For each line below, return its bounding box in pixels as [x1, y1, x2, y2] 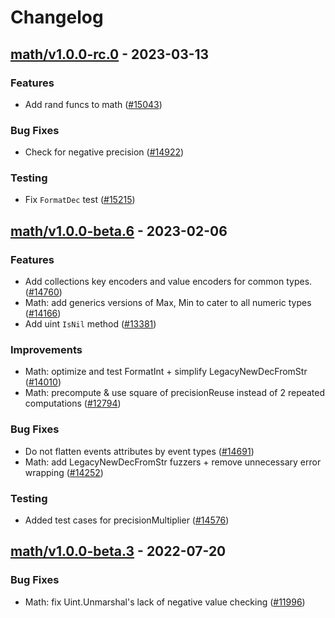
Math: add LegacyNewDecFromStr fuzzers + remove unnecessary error [24, 456, 322, 468]
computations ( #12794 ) [24, 397, 122, 410]
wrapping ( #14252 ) [24, 466, 104, 478]
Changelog [10, 6, 104, 29]
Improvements [10, 343, 83, 357]
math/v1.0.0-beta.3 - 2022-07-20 [10, 543, 227, 560]
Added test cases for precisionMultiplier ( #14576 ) [24, 514, 230, 526]
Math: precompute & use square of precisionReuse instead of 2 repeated [24, 387, 326, 399]
